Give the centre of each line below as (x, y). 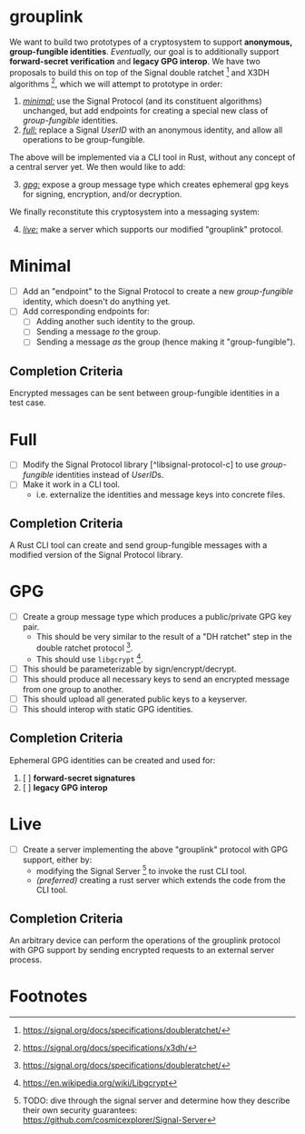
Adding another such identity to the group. (115, 322)
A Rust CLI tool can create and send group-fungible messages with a (138, 545)
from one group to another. (73, 689)
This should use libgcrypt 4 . (89, 658)
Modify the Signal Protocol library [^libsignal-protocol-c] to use (140, 464)
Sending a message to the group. (98, 332)
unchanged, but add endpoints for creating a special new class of (145, 111)
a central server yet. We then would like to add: (98, 167)
